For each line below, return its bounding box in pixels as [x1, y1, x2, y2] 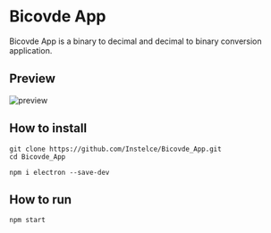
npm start [9, 216, 47, 225]
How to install [9, 121, 88, 136]
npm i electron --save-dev [9, 168, 110, 177]
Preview [9, 71, 56, 87]
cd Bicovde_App [9, 152, 66, 162]
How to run [9, 192, 72, 207]
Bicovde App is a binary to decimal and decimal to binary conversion [9, 36, 262, 46]
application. [9, 45, 53, 55]
